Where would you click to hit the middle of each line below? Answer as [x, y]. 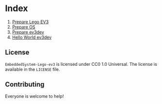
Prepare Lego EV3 [30, 22]
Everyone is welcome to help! [34, 96]
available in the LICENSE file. [32, 69]
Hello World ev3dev [32, 37]
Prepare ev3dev [28, 32]
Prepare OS [24, 27]
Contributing [25, 84]
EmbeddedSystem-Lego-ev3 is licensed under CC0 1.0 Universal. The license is [81, 64]
